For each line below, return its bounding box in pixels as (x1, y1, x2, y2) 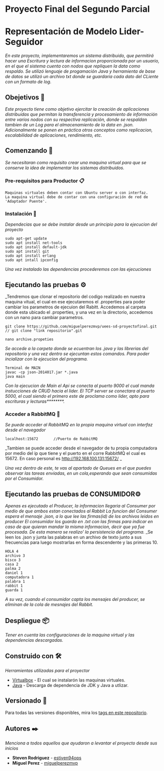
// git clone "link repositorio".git (5, 328, 82, 333)
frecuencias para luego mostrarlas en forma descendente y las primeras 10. (5, 539, 158, 545)
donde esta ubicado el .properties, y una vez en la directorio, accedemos (5, 309, 153, 315)
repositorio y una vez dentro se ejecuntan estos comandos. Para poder (5, 351, 150, 357)
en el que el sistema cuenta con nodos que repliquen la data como (5, 63, 141, 69)
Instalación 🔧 (5, 210, 37, 217)
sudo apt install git (5, 249, 50, 254)
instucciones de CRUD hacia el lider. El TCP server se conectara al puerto (5, 388, 155, 394)
